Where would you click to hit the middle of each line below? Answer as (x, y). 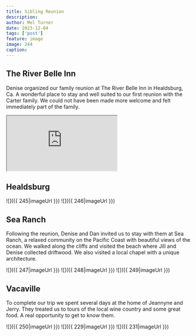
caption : (17, 50)
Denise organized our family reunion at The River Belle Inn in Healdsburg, (95, 88)
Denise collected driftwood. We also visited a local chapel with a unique (93, 252)
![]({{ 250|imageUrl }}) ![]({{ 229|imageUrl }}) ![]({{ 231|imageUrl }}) (87, 327)
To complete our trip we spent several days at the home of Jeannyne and (94, 303)
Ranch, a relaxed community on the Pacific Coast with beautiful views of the (98, 240)
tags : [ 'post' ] (25, 34)
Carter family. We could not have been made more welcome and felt (89, 100)
